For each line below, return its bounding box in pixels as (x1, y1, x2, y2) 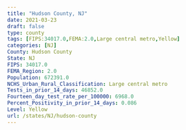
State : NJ (7, 55, 36, 62)
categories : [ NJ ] (7, 42, 57, 49)
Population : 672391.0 (7, 74, 70, 81)
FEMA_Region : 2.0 (7, 67, 57, 74)
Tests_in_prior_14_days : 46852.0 (7, 87, 103, 94)
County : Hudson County (7, 49, 72, 56)
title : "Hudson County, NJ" (7, 10, 88, 17)
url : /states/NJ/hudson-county (7, 112, 97, 119)
